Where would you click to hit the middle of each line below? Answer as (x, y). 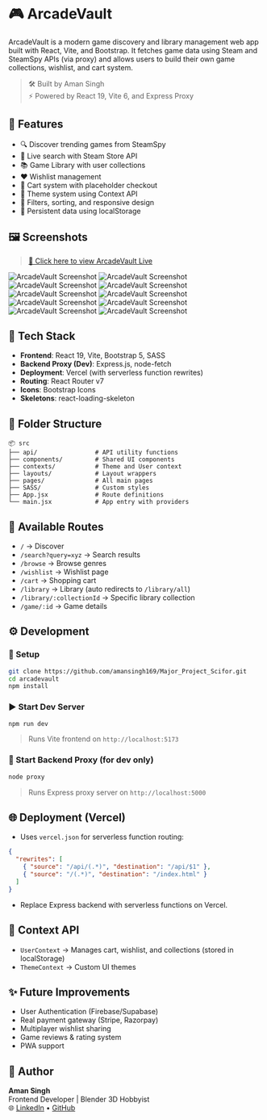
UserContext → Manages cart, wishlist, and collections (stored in (127, 950)
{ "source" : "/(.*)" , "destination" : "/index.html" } (115, 875)
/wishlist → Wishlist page (64, 572)
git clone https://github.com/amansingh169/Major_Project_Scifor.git (128, 671)
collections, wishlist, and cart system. (71, 67)
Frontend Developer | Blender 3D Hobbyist (79, 1099)
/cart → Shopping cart (58, 580)
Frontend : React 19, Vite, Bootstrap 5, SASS (92, 355)
